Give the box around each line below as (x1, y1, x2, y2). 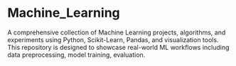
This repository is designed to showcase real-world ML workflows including (7, 43, 230, 51)
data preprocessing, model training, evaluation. (7, 51, 146, 59)
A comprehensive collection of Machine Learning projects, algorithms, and (7, 28, 226, 37)
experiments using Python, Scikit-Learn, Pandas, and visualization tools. (7, 35, 219, 44)
